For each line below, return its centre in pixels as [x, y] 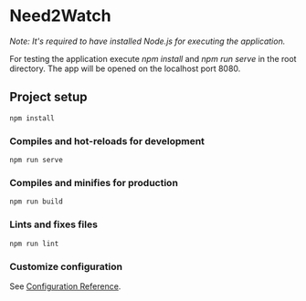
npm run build [37, 202]
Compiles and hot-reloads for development [107, 140]
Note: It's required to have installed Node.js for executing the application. [148, 41]
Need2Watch [60, 16]
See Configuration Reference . [65, 286]
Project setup [49, 97]
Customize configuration [66, 266]
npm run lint [34, 244]
